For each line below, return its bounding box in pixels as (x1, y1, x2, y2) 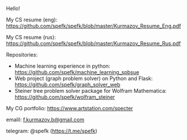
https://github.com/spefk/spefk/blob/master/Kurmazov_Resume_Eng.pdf (6, 23, 181, 29)
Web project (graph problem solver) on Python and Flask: (14, 75, 153, 82)
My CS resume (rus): (6, 34, 57, 40)
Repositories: (6, 51, 38, 58)
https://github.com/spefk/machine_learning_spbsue (14, 69, 140, 75)
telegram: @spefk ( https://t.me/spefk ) (6, 128, 98, 134)
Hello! (6, 5, 20, 12)
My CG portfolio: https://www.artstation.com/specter (6, 105, 133, 111)
